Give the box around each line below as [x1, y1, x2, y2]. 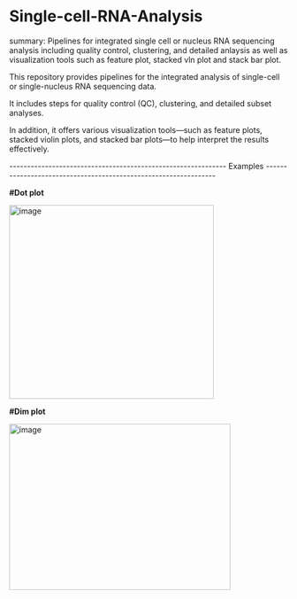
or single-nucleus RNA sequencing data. [9, 81, 157, 91]
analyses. [9, 107, 44, 118]
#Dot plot [9, 187, 44, 198]
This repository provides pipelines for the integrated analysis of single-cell [9, 71, 280, 82]
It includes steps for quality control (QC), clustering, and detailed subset [9, 97, 272, 108]
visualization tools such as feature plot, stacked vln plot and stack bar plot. [9, 54, 281, 65]
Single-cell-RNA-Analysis [9, 6, 203, 27]
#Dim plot [9, 406, 46, 416]
